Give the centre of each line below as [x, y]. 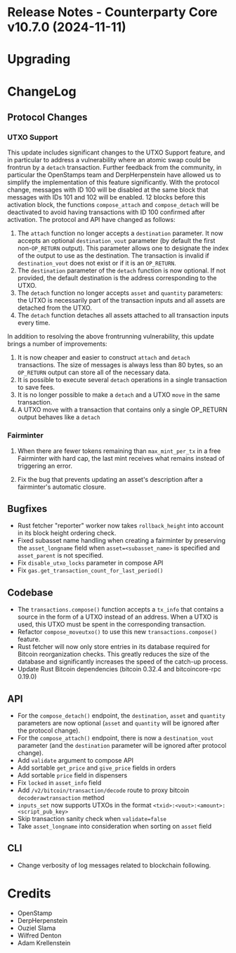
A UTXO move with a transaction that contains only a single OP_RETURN [123, 410]
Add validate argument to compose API [75, 760]
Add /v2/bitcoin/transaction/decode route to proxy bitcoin [103, 790]
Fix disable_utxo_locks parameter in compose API [90, 563]
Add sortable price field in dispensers [72, 775]
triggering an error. [45, 466]
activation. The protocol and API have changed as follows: [91, 220]
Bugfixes [27, 509]
